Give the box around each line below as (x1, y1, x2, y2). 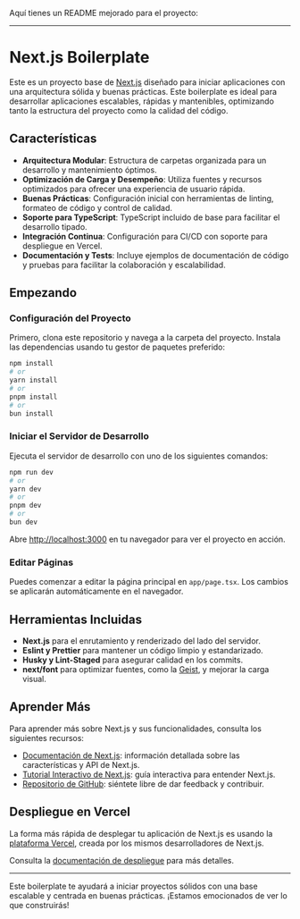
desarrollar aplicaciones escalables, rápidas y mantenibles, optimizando (9, 96, 275, 106)
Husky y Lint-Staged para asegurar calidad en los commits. (21, 654, 244, 665)
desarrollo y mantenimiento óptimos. (21, 164, 158, 175)
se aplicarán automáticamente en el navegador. (9, 586, 184, 597)
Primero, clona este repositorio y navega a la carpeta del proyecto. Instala (9, 333, 281, 343)
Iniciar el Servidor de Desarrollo (9, 430, 149, 443)
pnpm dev (9, 501, 42, 510)
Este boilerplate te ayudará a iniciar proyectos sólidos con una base (9, 881, 258, 891)
